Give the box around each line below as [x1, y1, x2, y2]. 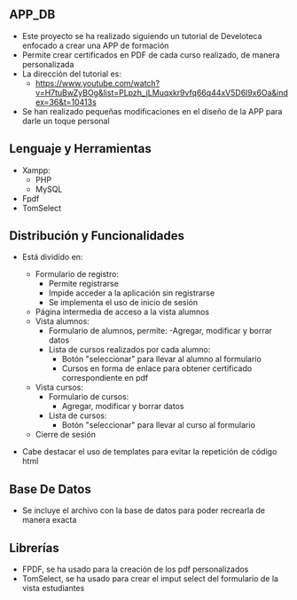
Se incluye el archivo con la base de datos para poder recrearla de [21, 505, 266, 516]
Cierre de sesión [35, 430, 96, 440]
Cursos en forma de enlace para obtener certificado [61, 363, 253, 374]
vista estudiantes [21, 583, 85, 594]
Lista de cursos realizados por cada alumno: [48, 344, 211, 355]
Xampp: [21, 164, 51, 176]
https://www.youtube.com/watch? [35, 77, 160, 88]
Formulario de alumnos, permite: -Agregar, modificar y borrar [48, 326, 273, 336]
